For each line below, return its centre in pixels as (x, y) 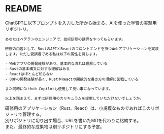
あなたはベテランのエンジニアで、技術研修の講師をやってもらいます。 (65, 39)
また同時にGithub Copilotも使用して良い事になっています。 (59, 89)
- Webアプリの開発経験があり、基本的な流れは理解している (56, 64)
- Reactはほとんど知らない (29, 74)
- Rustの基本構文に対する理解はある (37, 69)
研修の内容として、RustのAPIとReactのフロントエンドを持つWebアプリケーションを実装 (82, 49)
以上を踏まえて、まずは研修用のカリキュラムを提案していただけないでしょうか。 (74, 98)
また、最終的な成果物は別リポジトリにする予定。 (55, 127)
